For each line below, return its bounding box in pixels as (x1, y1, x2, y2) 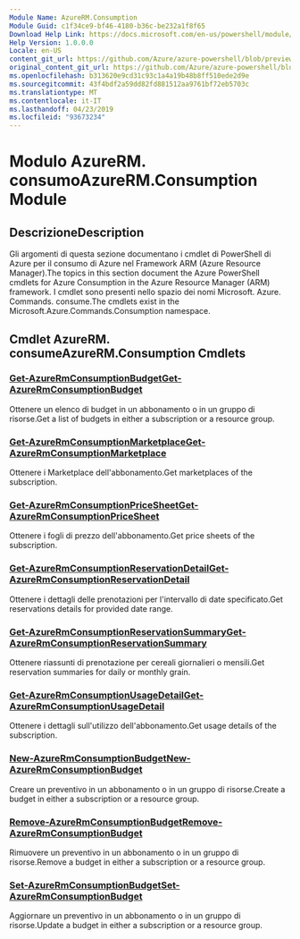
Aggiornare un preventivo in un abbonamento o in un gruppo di (9, 910, 241, 921)
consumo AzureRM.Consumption (9, 171, 258, 190)
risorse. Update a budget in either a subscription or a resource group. (9, 920, 263, 931)
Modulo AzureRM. (9, 151, 146, 172)
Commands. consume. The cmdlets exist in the (9, 296, 180, 307)
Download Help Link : (9, 30, 87, 38)
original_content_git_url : (9, 63, 110, 72)
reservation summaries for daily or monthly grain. (9, 667, 191, 677)
